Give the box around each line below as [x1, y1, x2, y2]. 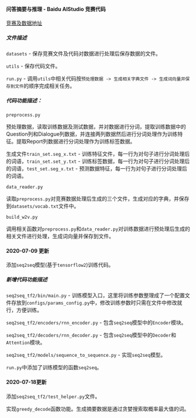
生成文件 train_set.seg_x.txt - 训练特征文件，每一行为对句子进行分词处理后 [6, 151, 190, 158]
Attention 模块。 [6, 339, 46, 346]
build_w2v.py [6, 215, 38, 220]
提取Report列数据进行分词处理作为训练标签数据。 [16, 138, 136, 145]
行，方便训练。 [6, 306, 42, 314]
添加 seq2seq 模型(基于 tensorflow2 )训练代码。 [6, 262, 114, 269]
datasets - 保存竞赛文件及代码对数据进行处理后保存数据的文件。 [6, 50, 161, 57]
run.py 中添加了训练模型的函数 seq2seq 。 [6, 364, 103, 371]
